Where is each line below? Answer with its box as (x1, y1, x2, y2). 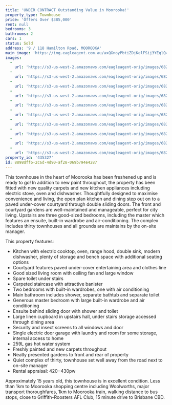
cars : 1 (5, 36, 22, 41)
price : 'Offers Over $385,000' (5, 17, 72, 22)
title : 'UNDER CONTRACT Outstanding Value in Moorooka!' (5, 7, 130, 13)
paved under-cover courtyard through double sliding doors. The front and (5, 201, 161, 207)
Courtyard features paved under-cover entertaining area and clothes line (12, 264, 166, 270)
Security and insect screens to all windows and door (12, 324, 124, 330)
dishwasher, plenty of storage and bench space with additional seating (12, 253, 162, 260)
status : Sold (5, 41, 33, 46)
